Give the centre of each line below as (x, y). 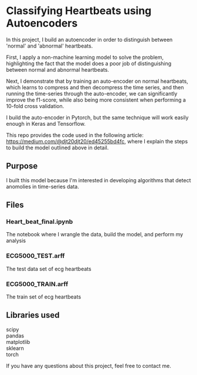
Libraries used (33, 315)
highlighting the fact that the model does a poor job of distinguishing (89, 63)
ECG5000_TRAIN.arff (37, 284)
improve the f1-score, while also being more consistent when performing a (96, 100)
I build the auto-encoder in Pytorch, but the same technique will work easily (97, 117)
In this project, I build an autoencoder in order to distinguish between (89, 39)
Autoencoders (42, 23)
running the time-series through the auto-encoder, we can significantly (92, 93)
